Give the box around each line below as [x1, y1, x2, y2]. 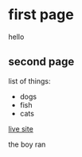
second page [8, 55, 75, 69]
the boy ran [8, 139, 46, 149]
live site [8, 124, 33, 133]
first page [8, 6, 74, 24]
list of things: [8, 76, 51, 85]
